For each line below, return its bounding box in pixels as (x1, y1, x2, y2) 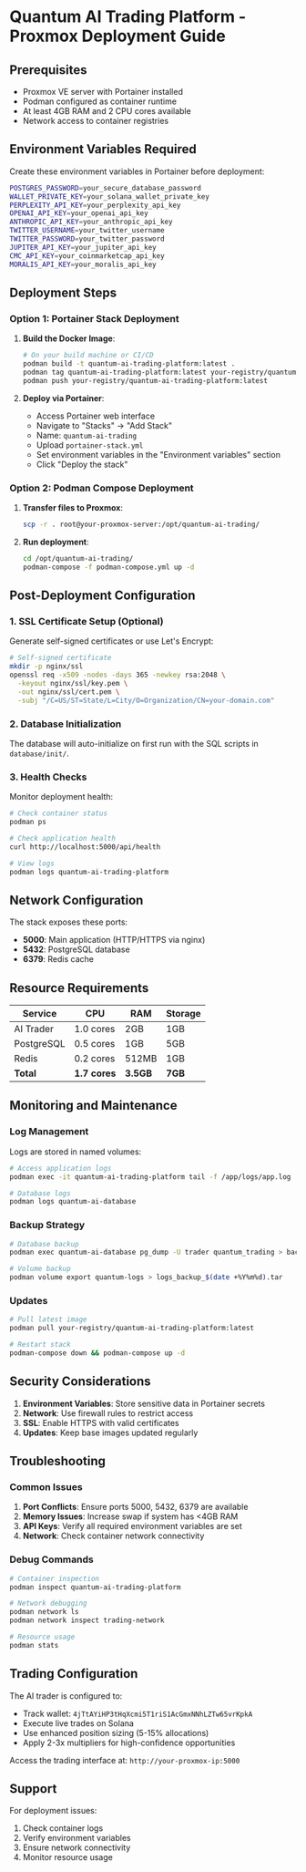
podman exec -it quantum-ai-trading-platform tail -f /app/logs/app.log (9, 1172, 291, 1182)
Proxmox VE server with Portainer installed (22, 87, 184, 97)
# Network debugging (9, 1598, 88, 1608)
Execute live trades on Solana (22, 1717, 135, 1729)
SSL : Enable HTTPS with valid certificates (22, 1417, 179, 1428)
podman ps (9, 818, 47, 827)
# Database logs (9, 1188, 71, 1198)
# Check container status (9, 809, 107, 818)
